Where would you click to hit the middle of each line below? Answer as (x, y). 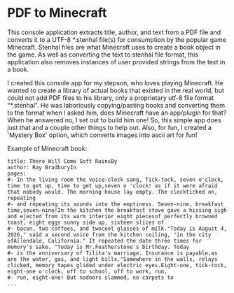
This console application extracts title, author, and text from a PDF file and (114, 32)
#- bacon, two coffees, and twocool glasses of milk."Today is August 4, (117, 229)
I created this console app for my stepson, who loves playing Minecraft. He (116, 83)
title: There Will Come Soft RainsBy (62, 161)
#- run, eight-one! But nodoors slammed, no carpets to (90, 278)
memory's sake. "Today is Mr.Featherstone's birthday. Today (98, 247)
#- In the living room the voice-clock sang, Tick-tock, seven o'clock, (116, 180)
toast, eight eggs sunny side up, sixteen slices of (86, 222)
